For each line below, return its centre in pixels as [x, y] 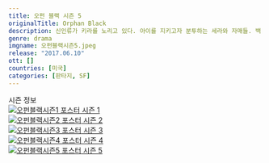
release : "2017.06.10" [46, 53]
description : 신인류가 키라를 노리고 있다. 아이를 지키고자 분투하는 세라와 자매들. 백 [135, 31]
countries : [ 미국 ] [38, 69]
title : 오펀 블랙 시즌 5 [45, 16]
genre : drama [30, 38]
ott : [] [21, 61]
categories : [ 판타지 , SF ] [49, 76]
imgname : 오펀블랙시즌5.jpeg [53, 46]
